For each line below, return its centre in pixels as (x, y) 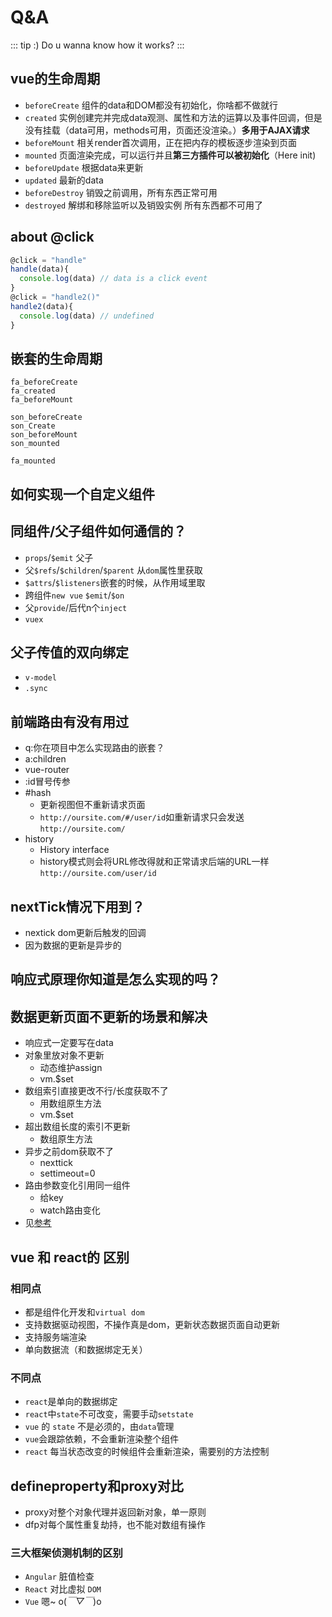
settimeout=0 (67, 1173)
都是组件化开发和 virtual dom (84, 1312)
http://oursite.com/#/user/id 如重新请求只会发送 (142, 817)
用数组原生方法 (70, 1103)
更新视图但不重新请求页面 (92, 805)
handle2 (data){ (42, 306)
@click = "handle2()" (55, 297)
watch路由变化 (70, 1210)
